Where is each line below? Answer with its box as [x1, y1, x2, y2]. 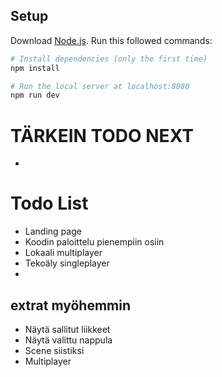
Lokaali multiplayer [24, 247, 103, 259]
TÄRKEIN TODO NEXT [10, 124, 194, 147]
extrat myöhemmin [10, 297, 132, 314]
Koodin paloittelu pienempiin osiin [24, 236, 165, 248]
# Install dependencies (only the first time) [10, 54, 208, 64]
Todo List [10, 192, 89, 215]
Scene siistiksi [24, 345, 85, 356]
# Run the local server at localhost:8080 [10, 81, 190, 91]
